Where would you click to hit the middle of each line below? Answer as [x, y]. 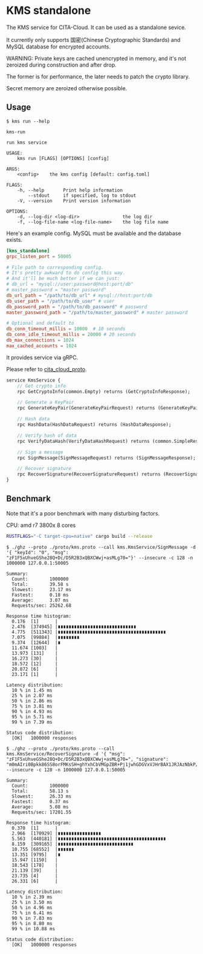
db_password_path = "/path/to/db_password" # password [77, 306]
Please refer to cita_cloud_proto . [47, 369]
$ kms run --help [28, 121]
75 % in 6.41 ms [32, 913]
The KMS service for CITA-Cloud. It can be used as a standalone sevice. [96, 27]
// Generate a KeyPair [46, 402]
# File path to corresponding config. [55, 267]
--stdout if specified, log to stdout [82, 195]
